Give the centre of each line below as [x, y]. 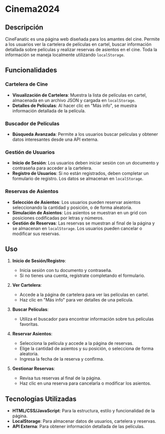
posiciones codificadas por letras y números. [58, 218]
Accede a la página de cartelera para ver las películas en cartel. [84, 295]
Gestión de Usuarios [30, 152]
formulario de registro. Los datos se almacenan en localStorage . [78, 179]
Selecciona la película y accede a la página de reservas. [77, 343]
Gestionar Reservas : [33, 368]
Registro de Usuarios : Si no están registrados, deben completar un [80, 173]
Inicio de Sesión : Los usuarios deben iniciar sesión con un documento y [85, 163]
